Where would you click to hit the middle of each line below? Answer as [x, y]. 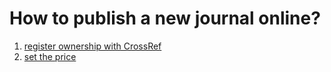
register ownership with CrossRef [92, 46]
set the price [50, 56]
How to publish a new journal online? [165, 18]
